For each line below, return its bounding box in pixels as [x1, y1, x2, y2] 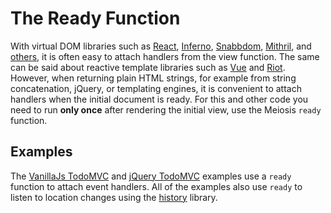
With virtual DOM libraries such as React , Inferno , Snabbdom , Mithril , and [10, 40, 312, 52]
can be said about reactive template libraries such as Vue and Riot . [10, 61, 286, 73]
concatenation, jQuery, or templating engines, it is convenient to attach [10, 82, 302, 94]
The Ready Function [10, 7, 181, 30]
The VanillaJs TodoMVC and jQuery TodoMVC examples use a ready [10, 170, 292, 182]
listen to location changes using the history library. [10, 191, 218, 203]
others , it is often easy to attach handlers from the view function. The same [10, 50, 320, 62]
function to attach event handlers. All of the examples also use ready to [10, 180, 303, 192]
